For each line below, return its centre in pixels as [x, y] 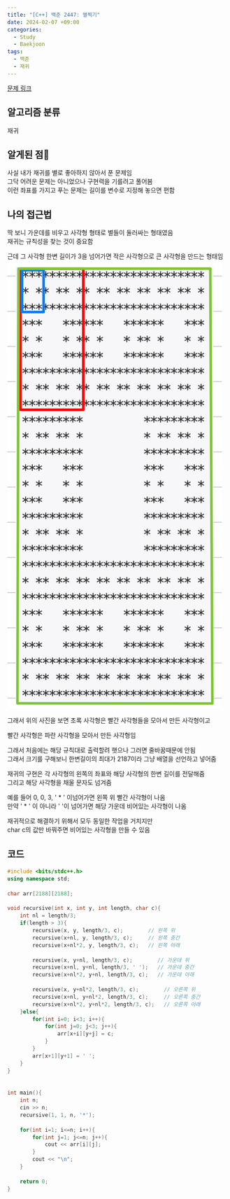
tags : [15, 52]
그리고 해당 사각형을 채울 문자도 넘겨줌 [59, 783]
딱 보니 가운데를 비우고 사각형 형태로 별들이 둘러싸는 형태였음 [90, 233]
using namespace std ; [39, 878]
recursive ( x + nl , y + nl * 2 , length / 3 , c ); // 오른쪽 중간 [116, 997]
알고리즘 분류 [34, 112]
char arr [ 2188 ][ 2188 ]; [40, 893]
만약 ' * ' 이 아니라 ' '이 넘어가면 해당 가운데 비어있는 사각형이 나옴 [97, 806]
